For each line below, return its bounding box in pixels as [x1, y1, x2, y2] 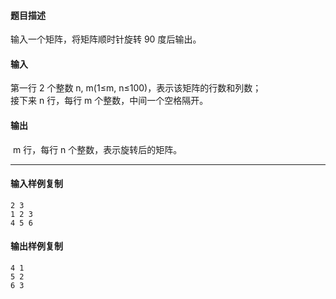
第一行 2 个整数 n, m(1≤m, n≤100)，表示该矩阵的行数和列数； [10, 82, 262, 94]
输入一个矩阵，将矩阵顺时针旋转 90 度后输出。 [10, 33, 202, 45]
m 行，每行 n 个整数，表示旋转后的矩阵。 [12, 143, 183, 155]
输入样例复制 [10, 178, 63, 190]
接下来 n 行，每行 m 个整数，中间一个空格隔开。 [10, 95, 209, 107]
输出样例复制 [10, 240, 63, 252]
